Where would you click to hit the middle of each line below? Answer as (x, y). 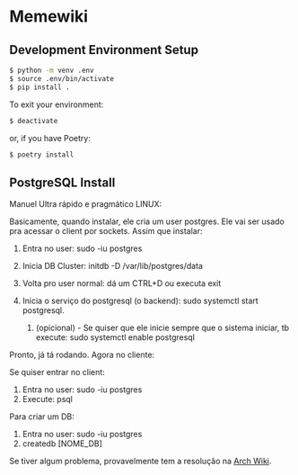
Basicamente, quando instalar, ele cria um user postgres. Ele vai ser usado (147, 221)
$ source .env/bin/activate (62, 78)
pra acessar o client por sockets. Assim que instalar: (106, 231)
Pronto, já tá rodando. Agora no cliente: (82, 355)
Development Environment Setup (104, 50)
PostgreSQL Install (62, 182)
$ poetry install (42, 155)
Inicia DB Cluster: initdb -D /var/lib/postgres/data (113, 266)
